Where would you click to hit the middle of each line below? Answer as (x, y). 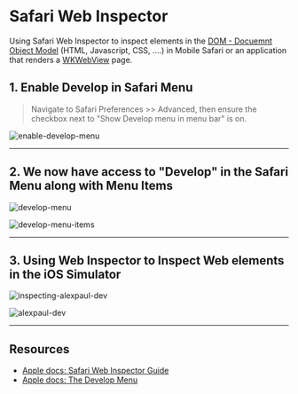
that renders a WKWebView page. (71, 59)
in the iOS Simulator (65, 274)
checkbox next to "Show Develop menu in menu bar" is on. (138, 118)
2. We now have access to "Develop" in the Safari (149, 172)
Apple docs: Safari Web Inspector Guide (95, 371)
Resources (39, 349)
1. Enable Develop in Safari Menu (101, 87)
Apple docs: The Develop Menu (80, 380)
